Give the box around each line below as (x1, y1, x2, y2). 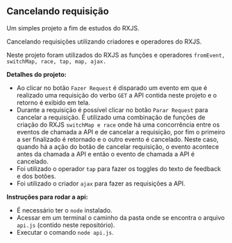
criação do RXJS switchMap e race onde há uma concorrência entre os (16, 120, 220, 129)
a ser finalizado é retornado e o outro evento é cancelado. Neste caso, (16, 135, 219, 143)
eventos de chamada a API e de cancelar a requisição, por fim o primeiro (16, 127, 226, 136)
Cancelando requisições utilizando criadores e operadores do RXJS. (6, 37, 202, 46)
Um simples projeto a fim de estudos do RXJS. (6, 24, 140, 32)
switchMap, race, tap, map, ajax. (6, 58, 107, 65)
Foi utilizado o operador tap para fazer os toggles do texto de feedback (16, 164, 222, 172)
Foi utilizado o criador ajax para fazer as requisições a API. (16, 179, 185, 188)
